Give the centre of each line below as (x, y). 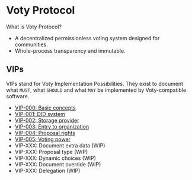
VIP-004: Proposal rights (45, 133)
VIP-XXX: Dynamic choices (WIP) (55, 158)
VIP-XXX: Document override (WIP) (58, 164)
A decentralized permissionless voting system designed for (87, 38)
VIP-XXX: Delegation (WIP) (47, 171)
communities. (31, 44)
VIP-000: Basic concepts (45, 108)
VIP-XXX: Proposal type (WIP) (51, 152)
